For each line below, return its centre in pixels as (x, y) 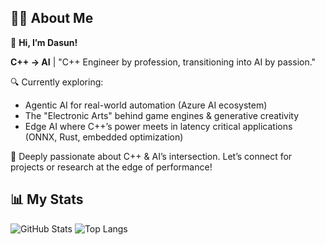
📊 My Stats (47, 199)
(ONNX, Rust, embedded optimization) (104, 137)
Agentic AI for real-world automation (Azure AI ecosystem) (146, 105)
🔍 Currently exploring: (57, 82)
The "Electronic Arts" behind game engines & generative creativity (161, 115)
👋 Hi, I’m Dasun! (44, 42)
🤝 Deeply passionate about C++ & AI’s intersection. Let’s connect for (151, 156)
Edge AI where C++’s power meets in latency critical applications (158, 126)
